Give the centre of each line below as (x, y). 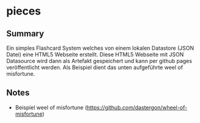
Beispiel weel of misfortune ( (51, 107)
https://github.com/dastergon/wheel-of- (137, 107)
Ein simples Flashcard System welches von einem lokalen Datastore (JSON (100, 48)
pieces (24, 11)
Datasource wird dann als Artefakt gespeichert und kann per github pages (99, 61)
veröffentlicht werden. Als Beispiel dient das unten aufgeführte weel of (95, 67)
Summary (25, 34)
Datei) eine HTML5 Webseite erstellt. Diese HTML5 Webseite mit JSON (95, 55)
